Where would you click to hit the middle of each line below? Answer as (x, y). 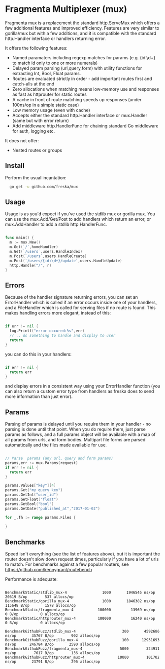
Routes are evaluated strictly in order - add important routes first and (82, 79)
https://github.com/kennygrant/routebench (49, 570)
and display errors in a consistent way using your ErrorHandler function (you (83, 386)
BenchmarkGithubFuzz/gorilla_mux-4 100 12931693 (82, 640)
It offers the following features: (36, 48)
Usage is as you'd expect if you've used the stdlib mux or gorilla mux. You (80, 214)
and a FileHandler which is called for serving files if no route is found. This (81, 308)
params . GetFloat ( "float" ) (32, 500)
